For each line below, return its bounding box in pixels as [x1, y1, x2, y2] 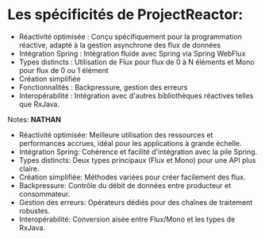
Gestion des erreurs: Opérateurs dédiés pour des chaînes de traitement [18, 197, 253, 207]
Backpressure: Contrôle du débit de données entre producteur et [18, 180, 232, 190]
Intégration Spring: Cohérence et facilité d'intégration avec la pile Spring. [18, 147, 258, 156]
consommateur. [18, 189, 71, 199]
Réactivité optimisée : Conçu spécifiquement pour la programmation [18, 32, 243, 41]
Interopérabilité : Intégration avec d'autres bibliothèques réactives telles [18, 91, 254, 100]
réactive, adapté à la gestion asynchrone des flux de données [18, 40, 221, 49]
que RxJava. [18, 99, 60, 109]
